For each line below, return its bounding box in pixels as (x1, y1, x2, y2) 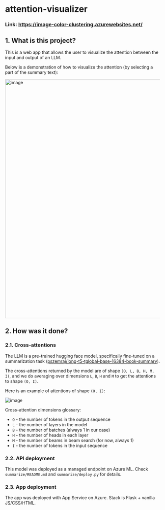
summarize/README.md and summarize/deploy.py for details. (5, 471, 122, 477)
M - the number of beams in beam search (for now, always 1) (12, 437, 134, 443)
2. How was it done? (5, 327, 68, 336)
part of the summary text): (5, 69, 58, 75)
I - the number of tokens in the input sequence (12, 442, 108, 448)
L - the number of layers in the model (12, 421, 87, 427)
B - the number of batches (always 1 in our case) (12, 427, 110, 433)
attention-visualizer (5, 3, 88, 15)
